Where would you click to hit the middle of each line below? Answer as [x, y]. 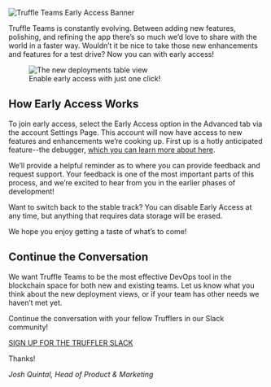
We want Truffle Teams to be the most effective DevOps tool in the [120, 276]
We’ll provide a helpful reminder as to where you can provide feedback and [134, 165]
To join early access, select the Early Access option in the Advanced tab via [135, 124]
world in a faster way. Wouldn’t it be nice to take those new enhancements [133, 46]
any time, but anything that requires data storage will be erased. [116, 215]
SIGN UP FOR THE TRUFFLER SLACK [71, 342]
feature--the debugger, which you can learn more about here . [112, 150]
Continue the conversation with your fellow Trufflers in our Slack [116, 318]
